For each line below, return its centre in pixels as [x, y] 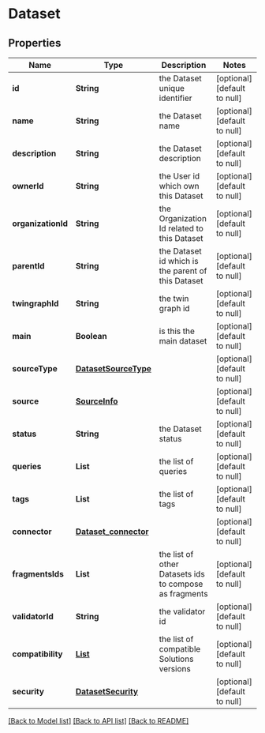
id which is [179, 261]
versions [175, 669]
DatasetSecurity [107, 692]
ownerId [28, 186]
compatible [180, 649]
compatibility [37, 654]
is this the [177, 331]
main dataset [183, 341]
